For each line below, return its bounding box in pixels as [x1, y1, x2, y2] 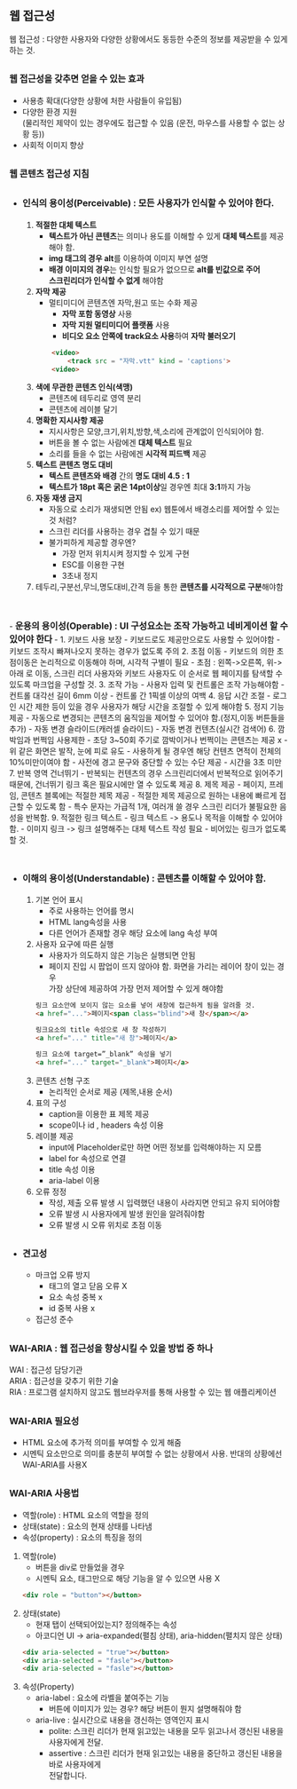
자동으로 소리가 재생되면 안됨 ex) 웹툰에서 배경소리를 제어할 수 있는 [48, 504, 281, 515]
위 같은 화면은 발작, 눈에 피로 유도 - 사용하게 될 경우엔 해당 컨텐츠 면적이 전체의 [9, 746, 282, 756]
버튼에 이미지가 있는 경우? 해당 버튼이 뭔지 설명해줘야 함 [48, 1704, 242, 1714]
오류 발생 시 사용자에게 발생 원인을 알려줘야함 [48, 1208, 206, 1219]
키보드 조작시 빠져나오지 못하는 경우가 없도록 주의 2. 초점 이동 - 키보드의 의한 [9, 646, 275, 657]
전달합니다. [48, 1770, 87, 1781]
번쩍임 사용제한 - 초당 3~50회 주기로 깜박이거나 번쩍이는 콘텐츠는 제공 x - [32, 735, 288, 746]
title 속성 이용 [48, 1164, 96, 1175]
